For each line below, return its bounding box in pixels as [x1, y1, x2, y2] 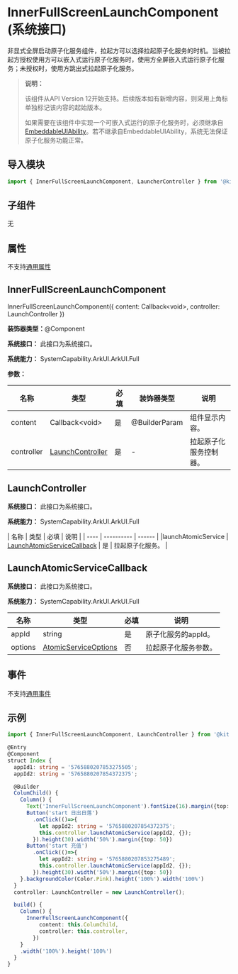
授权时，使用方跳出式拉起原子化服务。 [25, 64, 138, 72]
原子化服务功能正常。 [24, 135, 87, 144]
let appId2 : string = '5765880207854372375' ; [38, 822, 176, 830]
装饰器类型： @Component [7, 324, 85, 333]
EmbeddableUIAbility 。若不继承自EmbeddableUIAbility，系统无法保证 [24, 127, 228, 135]
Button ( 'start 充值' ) [25, 842, 89, 850]
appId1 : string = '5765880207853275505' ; [13, 763, 138, 770]
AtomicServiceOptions [42, 642, 118, 652]
